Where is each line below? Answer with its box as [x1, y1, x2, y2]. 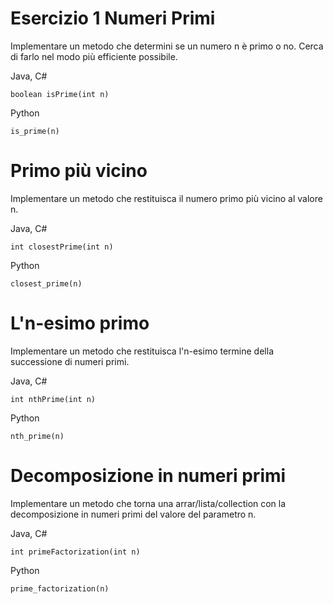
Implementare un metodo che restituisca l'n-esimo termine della [10, 345, 274, 357]
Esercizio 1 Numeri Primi [10, 7, 216, 30]
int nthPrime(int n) [10, 394, 97, 404]
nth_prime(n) [10, 431, 65, 441]
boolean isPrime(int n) [10, 89, 110, 99]
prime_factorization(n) [10, 583, 110, 594]
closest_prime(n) [10, 278, 83, 289]
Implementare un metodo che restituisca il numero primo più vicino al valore [10, 192, 323, 204]
